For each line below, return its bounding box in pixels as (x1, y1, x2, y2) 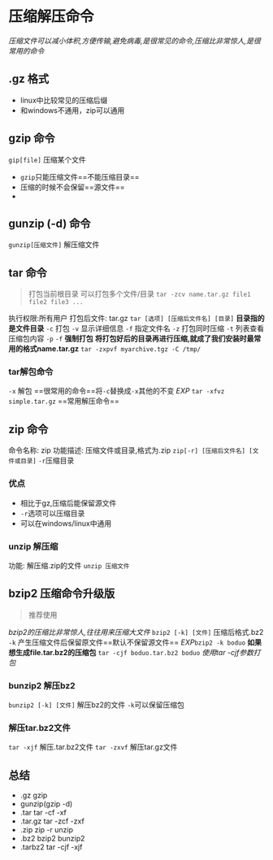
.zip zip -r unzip (19, 825, 73, 835)
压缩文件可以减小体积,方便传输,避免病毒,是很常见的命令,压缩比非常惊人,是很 (8, 36, 262, 46)
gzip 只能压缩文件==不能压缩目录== (19, 172, 140, 181)
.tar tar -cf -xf (19, 808, 67, 818)
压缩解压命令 (8, 7, 95, 26)
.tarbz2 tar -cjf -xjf (19, 842, 83, 852)
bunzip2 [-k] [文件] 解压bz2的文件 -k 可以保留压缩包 (8, 700, 185, 710)
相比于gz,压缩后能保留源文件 (19, 497, 117, 508)
